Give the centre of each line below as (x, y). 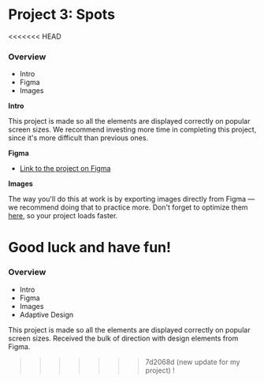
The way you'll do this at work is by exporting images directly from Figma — (132, 199)
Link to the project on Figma (65, 169)
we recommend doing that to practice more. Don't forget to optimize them (128, 207)
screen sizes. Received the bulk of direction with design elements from (123, 338)
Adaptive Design (46, 314)
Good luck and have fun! (90, 248)
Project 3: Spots (62, 15)
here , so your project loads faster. (63, 216)
